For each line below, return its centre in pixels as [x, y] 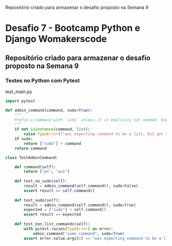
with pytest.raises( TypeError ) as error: [69, 229]
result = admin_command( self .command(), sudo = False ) [81, 186]
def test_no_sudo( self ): [41, 181]
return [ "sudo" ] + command [52, 143]
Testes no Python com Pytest [43, 80]
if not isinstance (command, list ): [52, 129]
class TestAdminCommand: [32, 158]
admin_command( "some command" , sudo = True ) [79, 233]
